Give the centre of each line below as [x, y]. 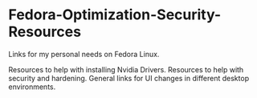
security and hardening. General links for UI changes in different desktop [129, 78]
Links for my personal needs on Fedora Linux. [84, 54]
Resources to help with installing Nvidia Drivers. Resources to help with [126, 69]
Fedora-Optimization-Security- [115, 15]
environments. [32, 87]
